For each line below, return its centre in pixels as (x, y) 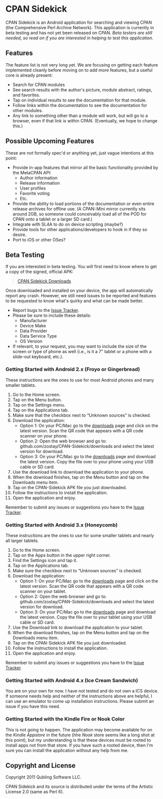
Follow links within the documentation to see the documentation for (80, 105)
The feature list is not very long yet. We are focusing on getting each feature (82, 65)
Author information (39, 178)
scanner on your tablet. (43, 591)
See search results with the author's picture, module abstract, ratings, (82, 90)
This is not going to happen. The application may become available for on (79, 730)
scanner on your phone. (44, 436)
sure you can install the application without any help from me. (67, 750)
